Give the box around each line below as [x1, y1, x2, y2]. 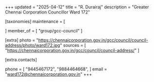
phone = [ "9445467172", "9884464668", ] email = [5, 66, 107, 72]
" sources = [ [60, 42, 86, 48]
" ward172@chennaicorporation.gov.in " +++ [5, 71, 92, 77]
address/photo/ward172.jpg [5, 42, 60, 48]
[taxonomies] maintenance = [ [5, 19, 66, 24]
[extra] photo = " [5, 37, 39, 43]
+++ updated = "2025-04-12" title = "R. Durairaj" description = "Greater [5, 4, 149, 10]
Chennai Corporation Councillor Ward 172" [5, 9, 90, 15]
